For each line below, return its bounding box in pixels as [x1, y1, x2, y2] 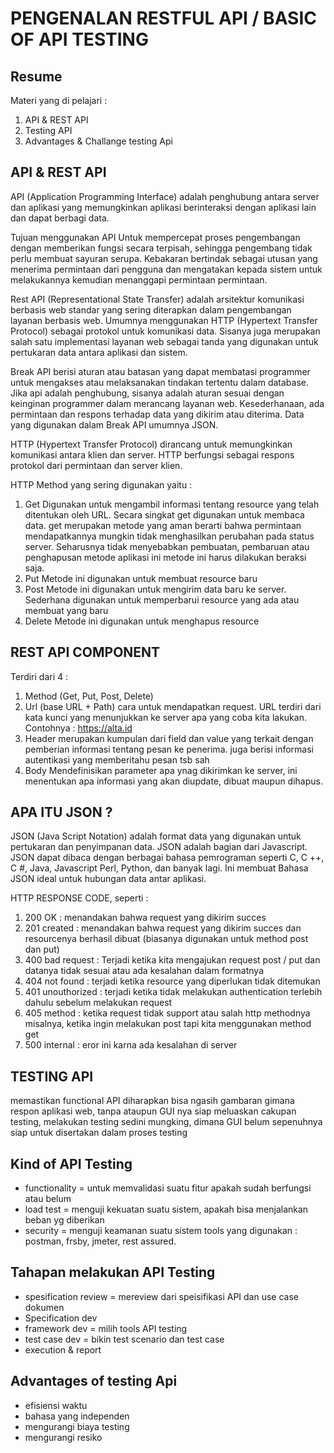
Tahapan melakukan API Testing [10, 1264, 216, 1281]
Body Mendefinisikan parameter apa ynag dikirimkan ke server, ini [24, 764, 298, 776]
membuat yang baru [24, 604, 109, 616]
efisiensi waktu [24, 1399, 88, 1411]
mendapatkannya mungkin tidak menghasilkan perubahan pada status [24, 530, 315, 542]
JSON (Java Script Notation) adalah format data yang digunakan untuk [10, 830, 302, 842]
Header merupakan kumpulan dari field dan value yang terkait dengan [24, 732, 314, 744]
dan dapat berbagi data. [10, 212, 110, 224]
